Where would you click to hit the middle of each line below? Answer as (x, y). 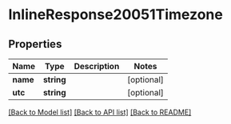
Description (97, 66)
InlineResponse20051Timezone (116, 15)
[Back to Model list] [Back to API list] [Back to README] (100, 112)
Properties (35, 44)
